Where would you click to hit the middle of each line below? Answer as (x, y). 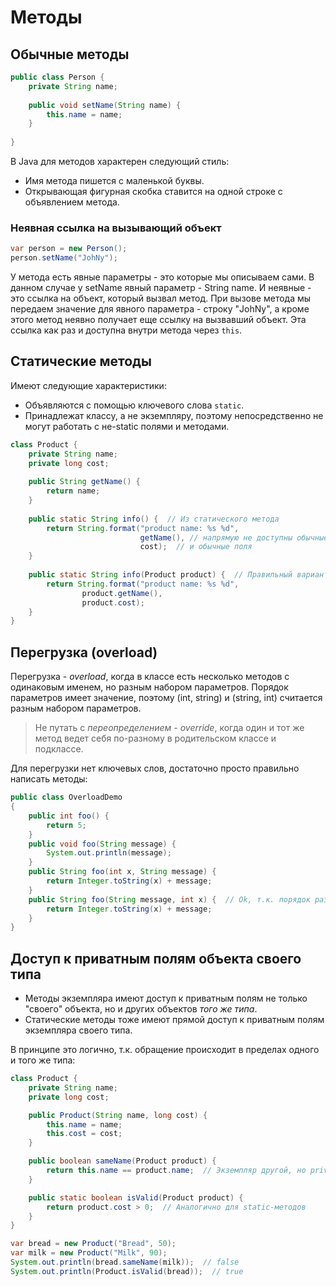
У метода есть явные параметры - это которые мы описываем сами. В (162, 277)
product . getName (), (122, 593)
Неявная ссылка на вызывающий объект (116, 228)
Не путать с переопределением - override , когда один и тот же (169, 728)
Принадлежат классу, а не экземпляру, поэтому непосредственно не (174, 415)
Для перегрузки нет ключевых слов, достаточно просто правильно (155, 768)
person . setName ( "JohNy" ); (64, 258)
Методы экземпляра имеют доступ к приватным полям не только (166, 998)
